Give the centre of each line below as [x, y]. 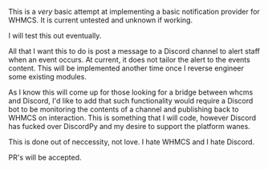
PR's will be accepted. [45, 157]
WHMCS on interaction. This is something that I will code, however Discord [132, 118]
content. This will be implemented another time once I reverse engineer [126, 68]
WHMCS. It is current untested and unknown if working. [101, 20]
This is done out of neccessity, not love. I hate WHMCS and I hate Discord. [132, 142]
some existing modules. [47, 77]
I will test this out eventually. [55, 36]
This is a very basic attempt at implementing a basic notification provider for [134, 12]
